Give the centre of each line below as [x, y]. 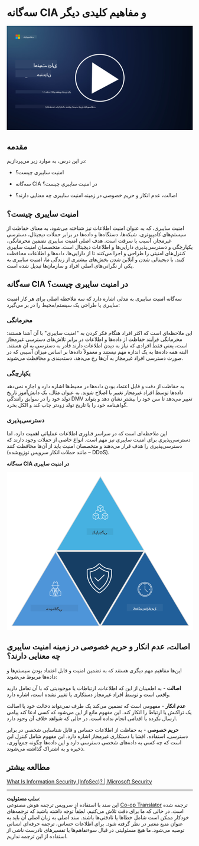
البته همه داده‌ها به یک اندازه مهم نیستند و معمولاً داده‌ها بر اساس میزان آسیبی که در [97, 352]
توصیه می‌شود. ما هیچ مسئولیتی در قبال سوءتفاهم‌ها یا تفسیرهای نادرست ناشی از [96, 829]
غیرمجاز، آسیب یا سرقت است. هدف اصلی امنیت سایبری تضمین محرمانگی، [89, 241]
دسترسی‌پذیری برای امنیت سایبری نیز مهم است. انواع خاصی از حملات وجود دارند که [99, 440]
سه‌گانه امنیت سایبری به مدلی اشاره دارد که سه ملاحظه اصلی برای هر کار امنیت [94, 298]
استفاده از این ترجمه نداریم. [37, 836]
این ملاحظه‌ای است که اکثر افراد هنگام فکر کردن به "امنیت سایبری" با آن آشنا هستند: [99, 333]
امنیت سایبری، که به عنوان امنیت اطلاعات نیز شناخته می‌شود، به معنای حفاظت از [96, 228]
